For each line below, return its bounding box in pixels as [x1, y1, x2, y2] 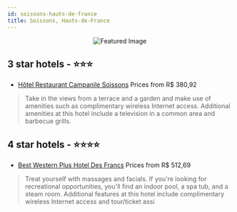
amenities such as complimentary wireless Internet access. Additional [24, 102, 231, 110]
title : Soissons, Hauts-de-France [7, 17, 111, 24]
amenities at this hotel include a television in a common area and [24, 110, 216, 118]
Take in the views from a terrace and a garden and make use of [24, 94, 212, 103]
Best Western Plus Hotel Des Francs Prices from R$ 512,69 [17, 161, 191, 169]
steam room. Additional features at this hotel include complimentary [24, 190, 225, 198]
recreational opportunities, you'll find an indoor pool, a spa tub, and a [24, 182, 228, 191]
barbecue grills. [24, 117, 71, 125]
